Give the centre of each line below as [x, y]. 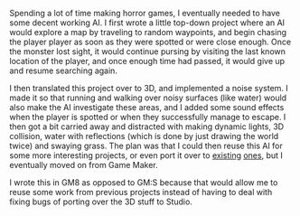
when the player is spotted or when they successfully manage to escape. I [148, 117]
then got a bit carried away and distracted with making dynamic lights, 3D [147, 127]
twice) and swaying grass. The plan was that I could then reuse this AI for [146, 146]
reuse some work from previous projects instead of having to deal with [141, 192]
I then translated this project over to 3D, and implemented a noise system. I [149, 88]
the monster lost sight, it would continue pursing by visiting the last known [148, 52]
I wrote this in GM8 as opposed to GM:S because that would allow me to [144, 183]
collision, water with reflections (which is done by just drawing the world [144, 136]
